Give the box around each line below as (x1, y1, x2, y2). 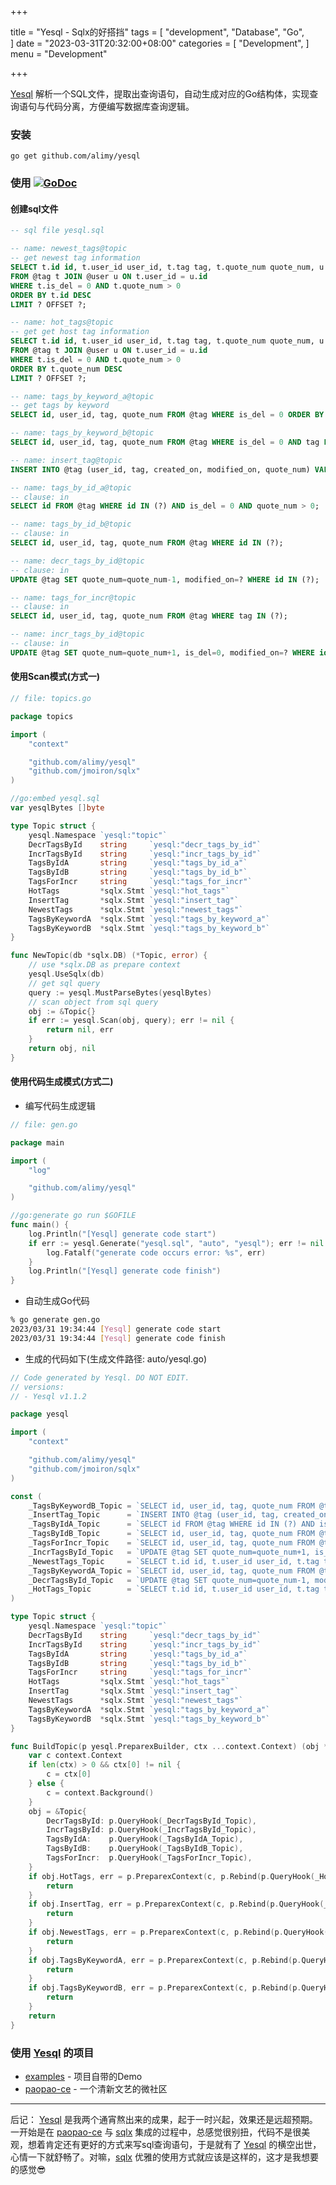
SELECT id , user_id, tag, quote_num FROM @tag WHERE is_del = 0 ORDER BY (10, 410, 325, 420)
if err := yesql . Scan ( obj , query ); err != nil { (28, 1016, 235, 1026)
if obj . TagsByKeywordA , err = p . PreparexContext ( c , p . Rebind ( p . (28, 1955, 302, 1965)
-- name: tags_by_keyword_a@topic (10, 391, 155, 401)
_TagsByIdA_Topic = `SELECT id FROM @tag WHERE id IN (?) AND (28, 1519, 315, 1530)
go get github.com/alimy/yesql (10, 151, 141, 161)
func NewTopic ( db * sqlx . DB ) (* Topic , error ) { (10, 951, 208, 961)
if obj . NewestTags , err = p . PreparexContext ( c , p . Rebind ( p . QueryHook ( (28, 1927, 329, 1938)
